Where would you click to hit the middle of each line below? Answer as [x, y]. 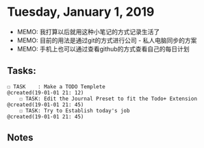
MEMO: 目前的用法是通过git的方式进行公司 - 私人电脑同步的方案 [107, 40]
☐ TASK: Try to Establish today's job [75, 110]
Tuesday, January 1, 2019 [81, 12]
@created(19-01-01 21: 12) [46, 92]
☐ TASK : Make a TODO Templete [56, 86]
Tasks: [22, 71]
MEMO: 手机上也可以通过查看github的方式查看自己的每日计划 [103, 49]
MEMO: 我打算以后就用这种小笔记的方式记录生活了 [88, 32]
